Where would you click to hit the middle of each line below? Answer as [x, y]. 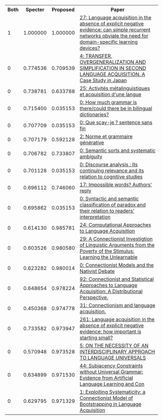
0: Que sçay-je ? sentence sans [116, 122]
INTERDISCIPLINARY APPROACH [117, 352]
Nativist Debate [97, 271]
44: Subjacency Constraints [111, 366]
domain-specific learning [109, 42]
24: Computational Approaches [115, 225]
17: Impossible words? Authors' [116, 185]
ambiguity [91, 157]
